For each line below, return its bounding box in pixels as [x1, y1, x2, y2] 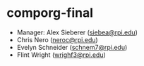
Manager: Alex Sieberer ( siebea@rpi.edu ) [16, 28, 138, 37]
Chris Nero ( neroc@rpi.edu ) [16, 35, 98, 44]
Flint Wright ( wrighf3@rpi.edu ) [16, 51, 107, 59]
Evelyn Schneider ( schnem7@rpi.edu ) [16, 43, 128, 51]
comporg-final [6, 5, 93, 21]
